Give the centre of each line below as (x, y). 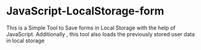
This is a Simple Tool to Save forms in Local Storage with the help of (91, 28)
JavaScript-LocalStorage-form (85, 11)
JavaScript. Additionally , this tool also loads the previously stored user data (101, 34)
